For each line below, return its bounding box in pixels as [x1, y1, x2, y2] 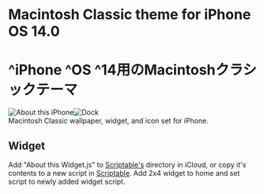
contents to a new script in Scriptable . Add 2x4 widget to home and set [8, 168, 240, 177]
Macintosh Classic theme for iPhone [8, 6, 251, 24]
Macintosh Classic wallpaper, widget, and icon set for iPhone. [8, 116, 209, 126]
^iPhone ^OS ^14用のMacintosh [8, 61, 216, 79]
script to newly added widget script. [8, 177, 126, 186]
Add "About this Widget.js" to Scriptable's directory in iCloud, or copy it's [8, 160, 247, 169]
